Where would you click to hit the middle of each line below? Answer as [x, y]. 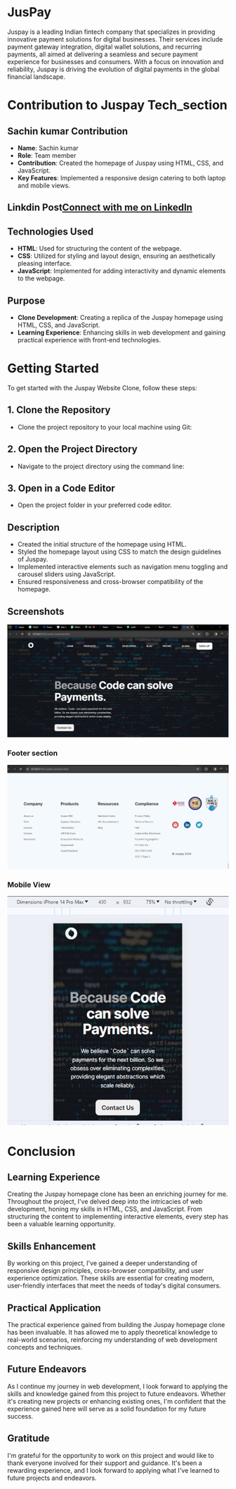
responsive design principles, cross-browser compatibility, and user [106, 1271]
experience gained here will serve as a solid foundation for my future [107, 1409]
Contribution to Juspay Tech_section [117, 105]
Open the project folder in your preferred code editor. [94, 505]
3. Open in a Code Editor [61, 488]
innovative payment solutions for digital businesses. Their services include [115, 39]
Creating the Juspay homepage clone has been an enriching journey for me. [118, 1194]
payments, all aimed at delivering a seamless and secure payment [103, 54]
